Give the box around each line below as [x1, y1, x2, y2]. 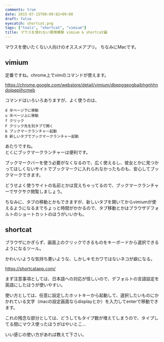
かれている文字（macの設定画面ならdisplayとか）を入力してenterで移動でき [5, 298, 159, 304]
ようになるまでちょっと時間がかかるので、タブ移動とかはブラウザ [13, 205, 146, 211]
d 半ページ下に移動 [5, 108, 39, 113]
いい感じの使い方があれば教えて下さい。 [5, 331, 87, 337]
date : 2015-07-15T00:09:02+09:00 [5, 12, 73, 17]
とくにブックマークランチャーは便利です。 [5, 149, 91, 155]
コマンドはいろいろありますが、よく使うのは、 [5, 97, 99, 103]
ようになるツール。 [5, 245, 44, 251]
